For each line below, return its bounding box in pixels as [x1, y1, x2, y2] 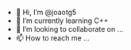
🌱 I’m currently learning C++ [15, 16, 109, 25]
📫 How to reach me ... [15, 33, 90, 43]
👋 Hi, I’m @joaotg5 [15, 8, 77, 17]
